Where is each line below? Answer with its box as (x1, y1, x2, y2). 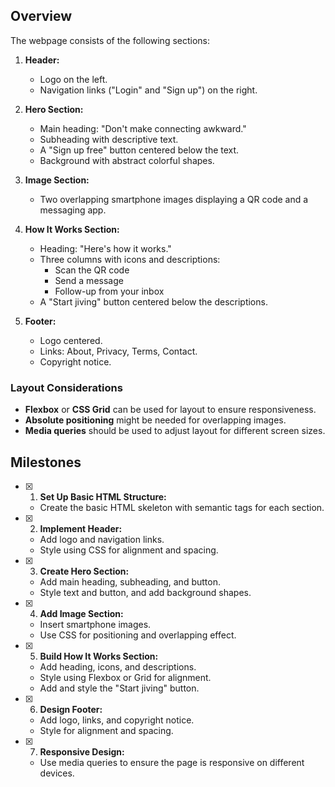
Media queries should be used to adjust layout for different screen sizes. (24, 425, 326, 437)
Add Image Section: (39, 607, 124, 619)
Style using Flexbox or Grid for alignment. (39, 671, 212, 683)
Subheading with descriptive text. (39, 133, 179, 145)
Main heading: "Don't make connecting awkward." (39, 122, 247, 134)
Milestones (10, 454, 82, 471)
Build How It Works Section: (39, 650, 159, 662)
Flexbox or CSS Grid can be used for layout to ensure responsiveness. (24, 404, 317, 416)
